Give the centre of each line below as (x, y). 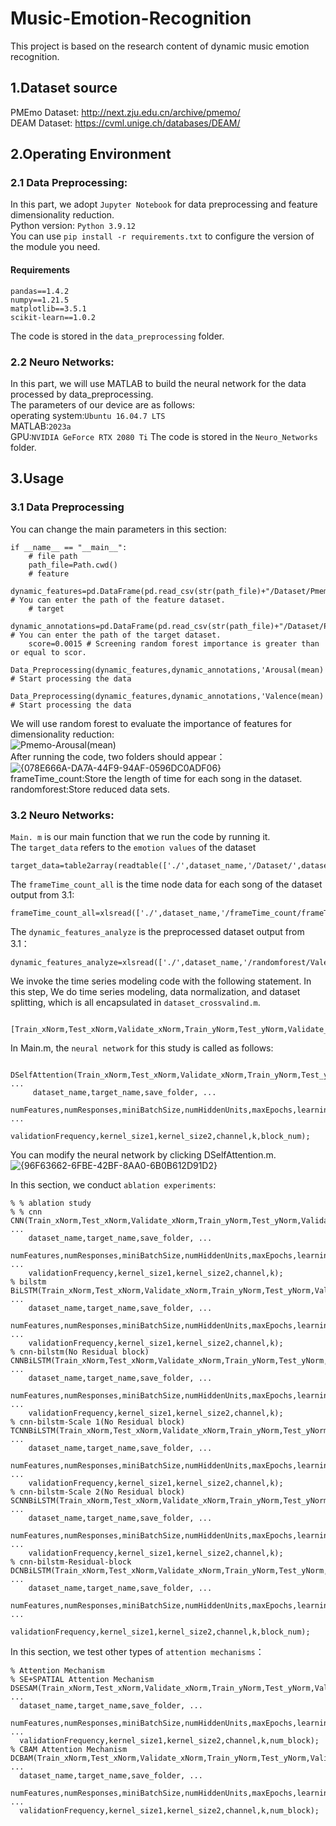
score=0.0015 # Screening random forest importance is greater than (174, 643)
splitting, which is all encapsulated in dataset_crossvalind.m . (135, 1002)
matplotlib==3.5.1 (48, 308)
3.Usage (37, 478)
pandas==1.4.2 (40, 291)
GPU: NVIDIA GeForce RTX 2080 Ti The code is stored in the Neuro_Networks (164, 436)
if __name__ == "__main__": (69, 547)
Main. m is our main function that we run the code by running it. (140, 836)
